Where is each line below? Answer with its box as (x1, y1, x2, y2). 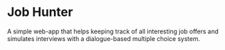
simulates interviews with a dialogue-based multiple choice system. (7, 34, 201, 42)
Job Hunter (7, 4, 73, 20)
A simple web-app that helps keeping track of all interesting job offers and (7, 27, 219, 35)
